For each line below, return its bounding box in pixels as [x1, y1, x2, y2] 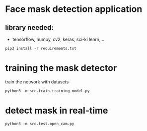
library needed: [5, 23, 54, 32]
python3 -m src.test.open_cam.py [5, 121, 74, 126]
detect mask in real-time [5, 105, 108, 116]
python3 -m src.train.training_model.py [5, 88, 90, 93]
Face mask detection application [5, 3, 143, 15]
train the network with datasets [5, 78, 69, 85]
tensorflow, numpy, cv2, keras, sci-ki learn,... [12, 36, 105, 42]
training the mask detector [5, 63, 117, 74]
